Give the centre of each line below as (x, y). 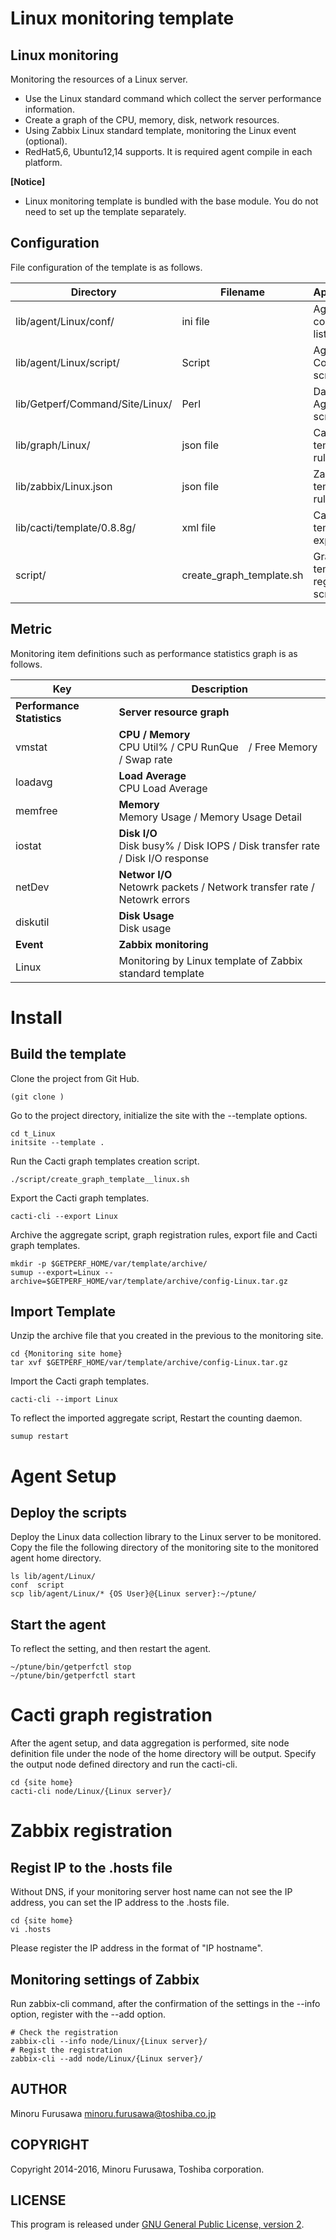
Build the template (68, 1054)
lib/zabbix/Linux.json (64, 486)
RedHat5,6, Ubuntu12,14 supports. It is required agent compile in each (168, 151)
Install (36, 1017)
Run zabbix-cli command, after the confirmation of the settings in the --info (165, 2003)
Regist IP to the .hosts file (91, 1867)
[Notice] (28, 181)
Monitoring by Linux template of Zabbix (210, 960)
